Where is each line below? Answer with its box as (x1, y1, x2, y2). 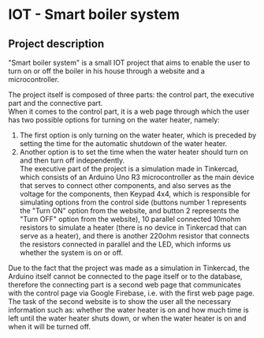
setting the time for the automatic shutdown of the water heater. (19, 139, 228, 148)
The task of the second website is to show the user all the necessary (8, 297, 232, 306)
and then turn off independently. (19, 156, 125, 165)
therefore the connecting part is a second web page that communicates (8, 280, 242, 289)
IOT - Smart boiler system (8, 6, 180, 24)
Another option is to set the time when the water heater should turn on (19, 148, 248, 156)
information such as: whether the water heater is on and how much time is (8, 306, 250, 314)
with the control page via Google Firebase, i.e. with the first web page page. (8, 288, 255, 298)
